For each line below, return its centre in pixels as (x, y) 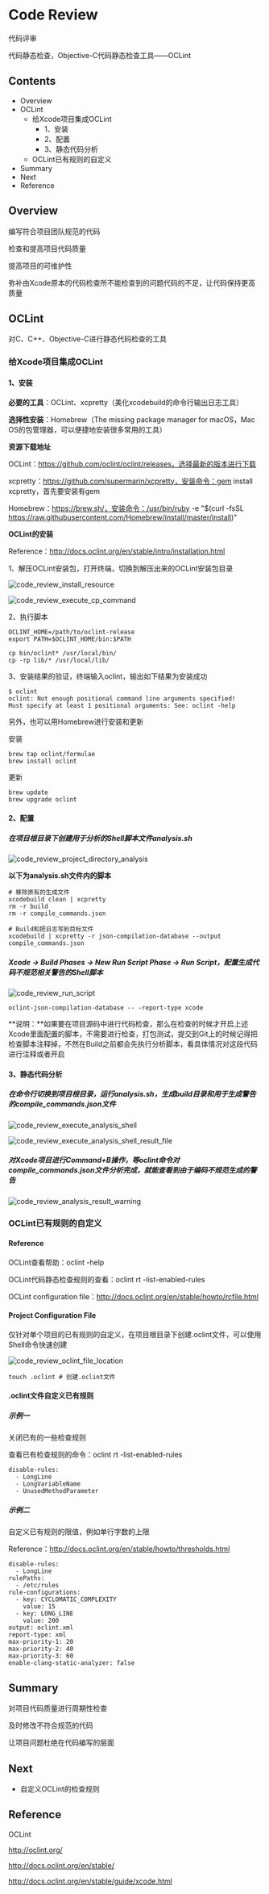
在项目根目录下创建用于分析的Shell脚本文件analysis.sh (101, 838)
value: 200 (41, 1621)
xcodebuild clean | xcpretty (57, 900)
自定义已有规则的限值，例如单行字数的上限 (79, 1532)
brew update (28, 792)
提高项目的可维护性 (40, 265)
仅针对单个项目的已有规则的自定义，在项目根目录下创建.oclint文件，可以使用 (135, 1334)
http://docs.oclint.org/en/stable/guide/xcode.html (91, 1881)
